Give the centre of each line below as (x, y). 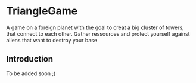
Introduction (30, 59)
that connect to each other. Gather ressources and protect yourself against (98, 33)
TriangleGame (42, 11)
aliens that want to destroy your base (52, 40)
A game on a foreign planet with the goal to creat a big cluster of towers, (95, 27)
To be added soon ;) (31, 73)
